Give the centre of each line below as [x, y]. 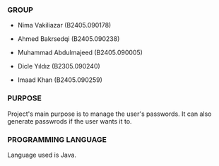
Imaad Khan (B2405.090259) [60, 80]
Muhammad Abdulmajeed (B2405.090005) [80, 53]
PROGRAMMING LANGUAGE [57, 139]
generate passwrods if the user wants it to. [70, 121]
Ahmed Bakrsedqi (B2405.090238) [69, 39]
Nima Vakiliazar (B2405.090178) [64, 25]
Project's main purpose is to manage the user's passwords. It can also [109, 114]
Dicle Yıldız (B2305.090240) [59, 66]
